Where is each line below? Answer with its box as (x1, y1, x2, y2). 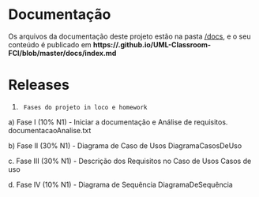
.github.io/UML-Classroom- (118, 39, 212, 49)
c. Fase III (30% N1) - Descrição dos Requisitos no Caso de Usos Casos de (8, 156, 252, 165)
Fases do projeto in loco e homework (23, 103, 148, 111)
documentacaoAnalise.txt (8, 125, 92, 135)
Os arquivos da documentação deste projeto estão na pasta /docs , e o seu (8, 32, 251, 41)
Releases (8, 76, 69, 94)
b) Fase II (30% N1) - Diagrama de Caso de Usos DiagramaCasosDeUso (8, 140, 242, 151)
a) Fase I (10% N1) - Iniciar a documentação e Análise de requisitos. (8, 117, 228, 127)
